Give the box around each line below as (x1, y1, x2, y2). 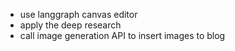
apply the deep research (19, 19, 122, 31)
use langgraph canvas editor (19, 9, 138, 20)
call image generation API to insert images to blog (19, 30, 226, 41)
